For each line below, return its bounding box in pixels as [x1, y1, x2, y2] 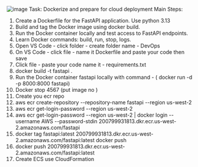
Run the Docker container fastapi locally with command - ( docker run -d [15, 74, 193, 81]
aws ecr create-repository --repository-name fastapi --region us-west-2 [15, 99, 192, 106]
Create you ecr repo [15, 92, 64, 99]
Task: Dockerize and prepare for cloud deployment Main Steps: [29, 6, 183, 12]
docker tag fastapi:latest [15, 130, 75, 137]
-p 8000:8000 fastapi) [15, 80, 70, 87]
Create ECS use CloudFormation [15, 156, 95, 162]
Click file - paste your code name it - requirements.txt [15, 61, 147, 68]
